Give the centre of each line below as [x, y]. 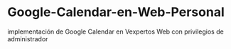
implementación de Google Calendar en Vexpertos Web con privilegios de [116, 31]
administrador [28, 38]
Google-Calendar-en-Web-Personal [116, 12]
